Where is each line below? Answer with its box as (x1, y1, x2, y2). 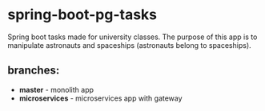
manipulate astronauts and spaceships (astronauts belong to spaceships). (7, 40, 251, 50)
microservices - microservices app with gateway (18, 93, 183, 103)
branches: (7, 64, 60, 77)
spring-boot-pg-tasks (7, 6, 158, 24)
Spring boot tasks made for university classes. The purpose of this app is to (7, 32, 258, 42)
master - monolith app (18, 85, 94, 94)
